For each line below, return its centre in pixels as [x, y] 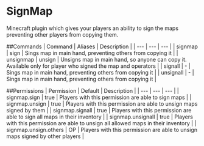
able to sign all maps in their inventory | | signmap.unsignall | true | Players [100, 117]
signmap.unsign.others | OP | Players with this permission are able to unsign [102, 130]
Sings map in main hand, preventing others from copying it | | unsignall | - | [100, 72]
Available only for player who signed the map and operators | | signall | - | [98, 66]
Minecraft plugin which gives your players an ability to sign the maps [92, 28]
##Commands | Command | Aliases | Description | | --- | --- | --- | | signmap [102, 46]
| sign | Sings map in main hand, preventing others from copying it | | [92, 53]
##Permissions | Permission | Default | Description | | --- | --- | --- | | [93, 90]
